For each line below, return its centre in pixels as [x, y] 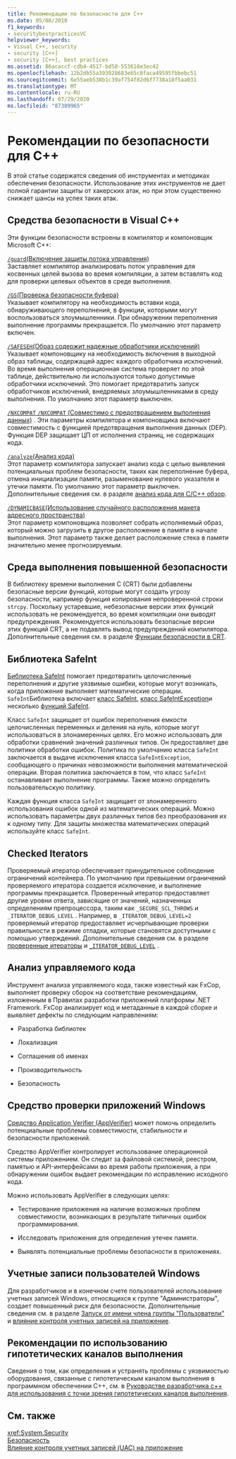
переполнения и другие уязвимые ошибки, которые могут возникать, [113, 684]
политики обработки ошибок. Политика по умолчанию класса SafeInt [113, 750]
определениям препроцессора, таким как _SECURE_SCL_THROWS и [103, 908]
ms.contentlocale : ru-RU [44, 93]
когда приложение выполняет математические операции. [95, 691]
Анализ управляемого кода [72, 968]
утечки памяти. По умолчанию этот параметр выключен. [94, 486]
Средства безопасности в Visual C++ [94, 220]
